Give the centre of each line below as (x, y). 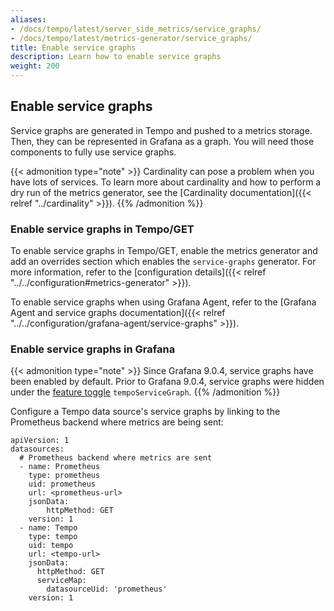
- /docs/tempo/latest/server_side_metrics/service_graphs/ (136, 29)
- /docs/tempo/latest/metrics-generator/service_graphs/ (131, 38)
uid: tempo (51, 546)
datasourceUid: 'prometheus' (107, 589)
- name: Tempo (48, 528)
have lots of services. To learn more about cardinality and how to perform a (166, 182)
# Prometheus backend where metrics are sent (116, 458)
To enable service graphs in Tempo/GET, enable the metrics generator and (164, 251)
